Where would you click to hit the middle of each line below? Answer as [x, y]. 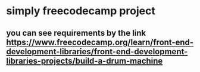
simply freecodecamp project [81, 11]
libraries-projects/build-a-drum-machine [85, 61]
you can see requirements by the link [76, 33]
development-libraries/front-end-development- [97, 51]
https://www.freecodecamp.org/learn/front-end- [100, 42]
